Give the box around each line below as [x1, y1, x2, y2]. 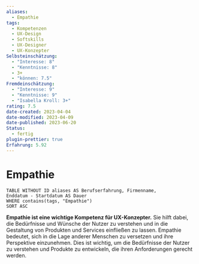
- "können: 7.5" [11, 75, 52, 81]
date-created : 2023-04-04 [6, 109, 71, 115]
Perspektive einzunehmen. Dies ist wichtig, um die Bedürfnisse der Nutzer [6, 239, 190, 246]
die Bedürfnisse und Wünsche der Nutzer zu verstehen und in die [6, 220, 168, 227]
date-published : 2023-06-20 [6, 120, 77, 126]
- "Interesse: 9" [11, 87, 55, 93]
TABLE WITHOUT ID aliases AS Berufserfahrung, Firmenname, [6, 188, 157, 194]
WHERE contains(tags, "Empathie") [6, 198, 93, 204]
